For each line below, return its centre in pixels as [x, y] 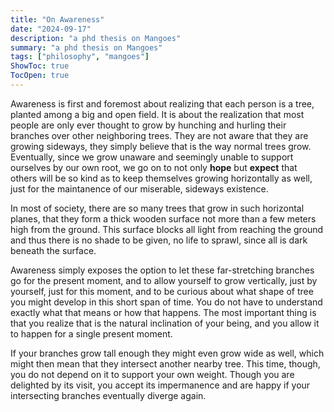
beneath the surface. [53, 250]
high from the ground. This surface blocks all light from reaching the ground [167, 229]
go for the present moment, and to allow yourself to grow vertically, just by [164, 280]
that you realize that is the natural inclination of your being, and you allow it [165, 323]
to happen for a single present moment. [91, 333]
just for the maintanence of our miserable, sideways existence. [139, 188]
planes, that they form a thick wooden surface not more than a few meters [163, 218]
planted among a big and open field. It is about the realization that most [157, 114]
